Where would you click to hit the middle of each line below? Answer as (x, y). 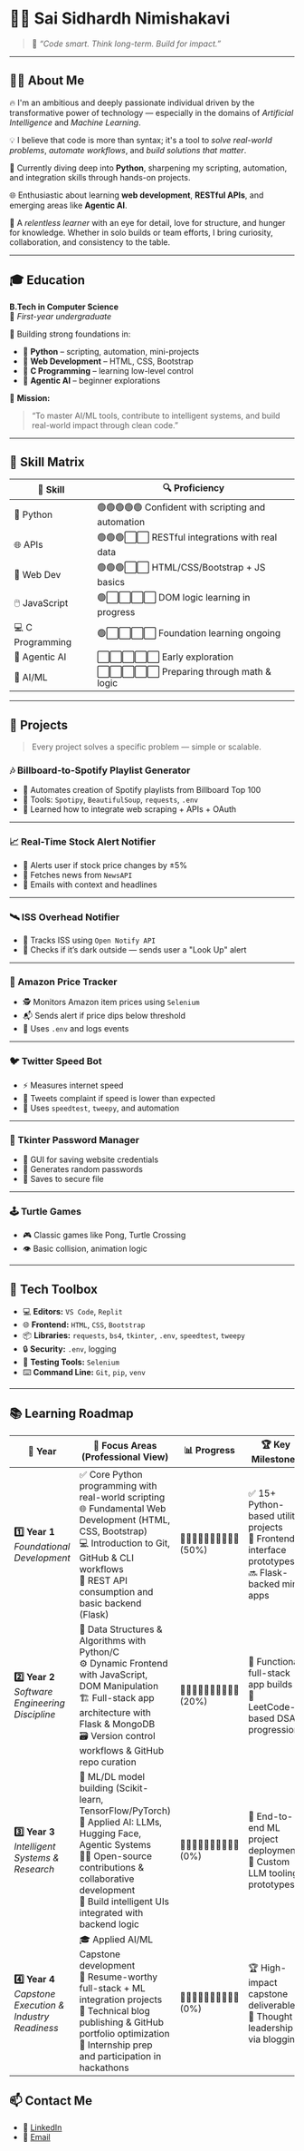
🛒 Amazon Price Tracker (63, 982)
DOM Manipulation (119, 1686)
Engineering (40, 1703)
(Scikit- (132, 1788)
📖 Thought (271, 2016)
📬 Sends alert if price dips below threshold (104, 1016)
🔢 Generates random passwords (82, 1168)
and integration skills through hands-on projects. (100, 177)
